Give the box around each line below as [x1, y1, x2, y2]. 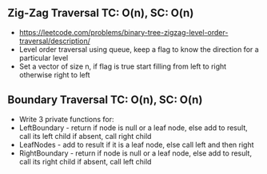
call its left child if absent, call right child [18, 131, 152, 140]
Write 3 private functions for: [18, 114, 114, 124]
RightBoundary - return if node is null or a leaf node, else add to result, [18, 148, 253, 158]
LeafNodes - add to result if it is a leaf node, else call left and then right [18, 140, 254, 149]
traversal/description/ [18, 36, 91, 45]
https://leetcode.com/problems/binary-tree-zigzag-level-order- [18, 27, 229, 37]
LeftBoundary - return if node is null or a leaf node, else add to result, [18, 123, 249, 132]
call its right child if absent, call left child [18, 156, 152, 166]
